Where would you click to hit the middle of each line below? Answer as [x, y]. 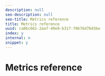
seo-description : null [29, 15]
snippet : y [17, 43]
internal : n [18, 38]
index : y [14, 33]
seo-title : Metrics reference [37, 19]
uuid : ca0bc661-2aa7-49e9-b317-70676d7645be [53, 29]
